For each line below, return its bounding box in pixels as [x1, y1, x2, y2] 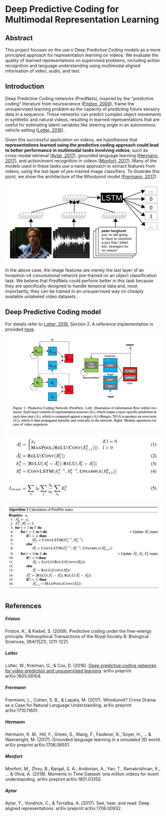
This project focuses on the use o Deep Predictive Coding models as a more [5, 47, 161, 53]
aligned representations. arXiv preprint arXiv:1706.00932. [5, 806, 122, 812]
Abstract [5, 34, 33, 42]
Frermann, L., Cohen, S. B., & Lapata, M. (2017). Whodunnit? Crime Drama [5, 697, 156, 703]
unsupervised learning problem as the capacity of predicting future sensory [5, 106, 160, 112]
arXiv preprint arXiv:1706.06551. [5, 742, 70, 748]
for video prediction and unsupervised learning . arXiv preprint [5, 668, 131, 674]
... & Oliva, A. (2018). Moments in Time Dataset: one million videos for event [5, 771, 159, 777]
